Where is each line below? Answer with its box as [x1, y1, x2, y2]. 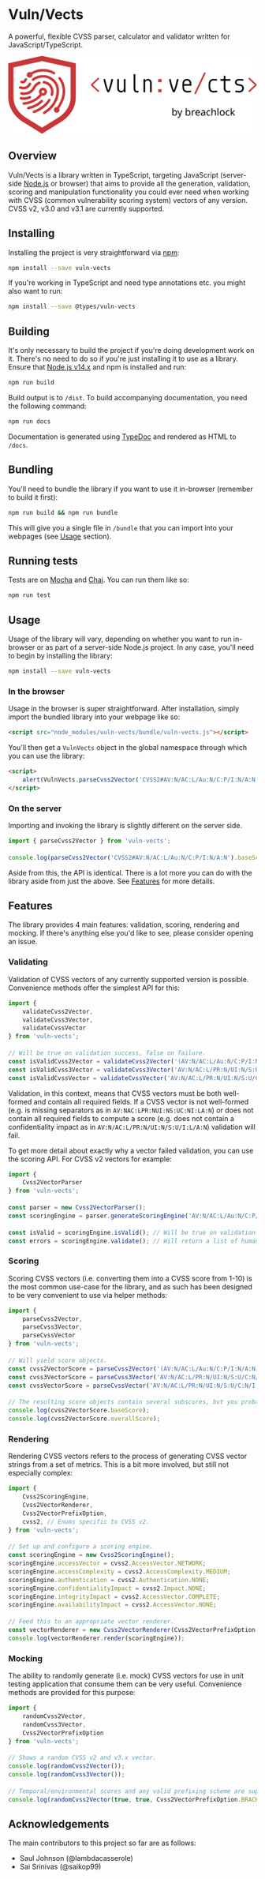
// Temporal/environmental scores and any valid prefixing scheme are [8, 1787, 245, 1795]
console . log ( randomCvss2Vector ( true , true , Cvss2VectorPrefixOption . [8, 1795, 242, 1803]
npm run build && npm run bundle [8, 508, 118, 516]
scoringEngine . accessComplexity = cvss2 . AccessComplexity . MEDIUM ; [8, 1567, 231, 1576]
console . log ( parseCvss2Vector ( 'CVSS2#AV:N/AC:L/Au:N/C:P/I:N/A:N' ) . [8, 853, 238, 861]
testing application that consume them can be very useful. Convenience [8, 1679, 242, 1689]
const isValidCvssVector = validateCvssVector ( [8, 1074, 168, 1082]
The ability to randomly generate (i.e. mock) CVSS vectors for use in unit [8, 1671, 244, 1681]
